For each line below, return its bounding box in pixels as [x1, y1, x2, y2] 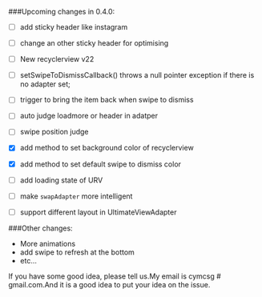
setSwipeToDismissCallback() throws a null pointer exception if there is [19, 70, 255, 80]
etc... [19, 255, 38, 265]
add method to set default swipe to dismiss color [19, 159, 182, 169]
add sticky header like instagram [19, 22, 128, 31]
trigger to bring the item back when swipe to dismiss [19, 95, 194, 105]
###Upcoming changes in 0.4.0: [8, 7, 115, 16]
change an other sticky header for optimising [19, 38, 169, 48]
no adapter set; [19, 79, 71, 89]
